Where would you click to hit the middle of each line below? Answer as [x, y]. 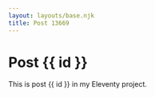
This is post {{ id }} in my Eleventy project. [78, 84]
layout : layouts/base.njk [51, 16]
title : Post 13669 [39, 23]
